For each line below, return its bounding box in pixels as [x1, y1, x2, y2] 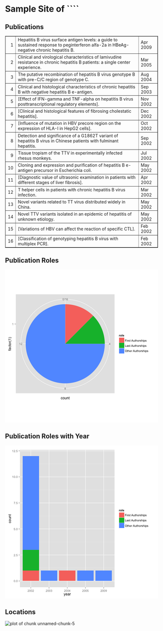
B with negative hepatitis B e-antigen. [17, 89, 94, 95]
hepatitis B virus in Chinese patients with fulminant [17, 137, 119, 144]
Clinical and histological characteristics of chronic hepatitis [17, 84, 136, 89]
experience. [17, 65, 42, 70]
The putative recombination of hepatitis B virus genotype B [17, 71, 135, 77]
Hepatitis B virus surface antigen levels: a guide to [17, 36, 118, 42]
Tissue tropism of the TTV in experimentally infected [17, 150, 123, 156]
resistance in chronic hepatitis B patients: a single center [17, 59, 131, 65]
